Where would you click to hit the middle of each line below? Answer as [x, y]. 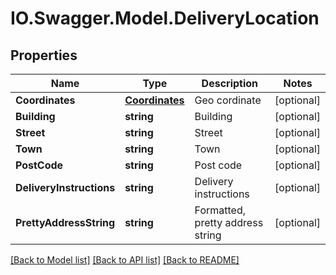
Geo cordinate [228, 100]
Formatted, [220, 210]
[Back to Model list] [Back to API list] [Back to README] [125, 260]
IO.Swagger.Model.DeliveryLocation [165, 18]
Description [230, 83]
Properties [44, 55]
